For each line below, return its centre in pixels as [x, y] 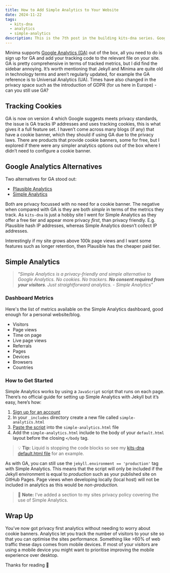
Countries [23, 367]
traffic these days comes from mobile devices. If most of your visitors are [82, 544]
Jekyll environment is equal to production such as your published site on [81, 474]
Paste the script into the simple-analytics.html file [66, 427]
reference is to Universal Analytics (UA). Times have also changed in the [81, 80]
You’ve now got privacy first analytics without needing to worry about [78, 528]
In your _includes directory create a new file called [66, 417]
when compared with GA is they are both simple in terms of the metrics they [84, 209]
